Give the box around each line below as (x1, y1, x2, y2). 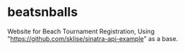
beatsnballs (7, 4, 78, 20)
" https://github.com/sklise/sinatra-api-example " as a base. (7, 34, 179, 42)
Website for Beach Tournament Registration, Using (7, 27, 155, 35)
